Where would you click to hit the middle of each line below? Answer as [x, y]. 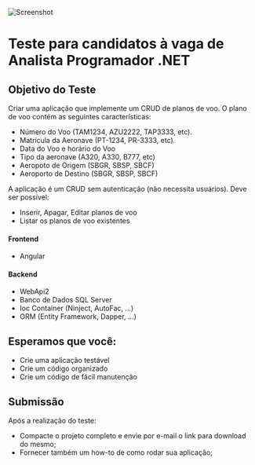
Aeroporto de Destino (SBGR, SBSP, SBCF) [89, 174]
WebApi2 [34, 291]
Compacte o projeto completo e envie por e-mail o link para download [133, 436]
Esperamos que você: [62, 341]
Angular [32, 256]
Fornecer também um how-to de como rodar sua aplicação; [116, 452]
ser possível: [29, 197]
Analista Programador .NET [99, 61]
